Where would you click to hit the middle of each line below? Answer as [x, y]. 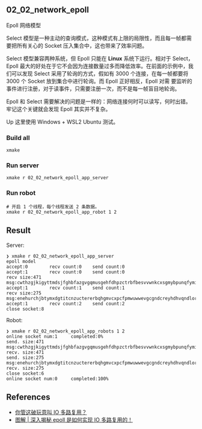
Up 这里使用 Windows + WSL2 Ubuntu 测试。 [63, 122]
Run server [23, 165]
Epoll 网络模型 [24, 25]
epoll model [21, 261]
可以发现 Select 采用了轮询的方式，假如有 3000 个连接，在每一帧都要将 [100, 73]
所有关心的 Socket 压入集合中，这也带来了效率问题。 [82, 45]
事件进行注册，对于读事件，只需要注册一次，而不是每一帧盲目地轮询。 [93, 88]
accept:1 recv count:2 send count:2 [66, 303]
